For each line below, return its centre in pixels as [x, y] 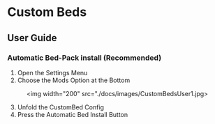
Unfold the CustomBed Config [61, 107]
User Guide [32, 38]
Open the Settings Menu [52, 72]
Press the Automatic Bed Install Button [73, 114]
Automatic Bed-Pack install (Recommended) [84, 58]
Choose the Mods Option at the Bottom [74, 80]
